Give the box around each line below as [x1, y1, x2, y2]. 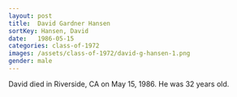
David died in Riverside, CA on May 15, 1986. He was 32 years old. [8, 78, 230, 89]
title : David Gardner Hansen [8, 19, 111, 27]
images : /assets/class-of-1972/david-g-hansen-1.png [8, 49, 191, 57]
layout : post [8, 11, 53, 20]
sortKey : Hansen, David [8, 27, 89, 35]
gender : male [8, 57, 53, 65]
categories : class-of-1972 [8, 42, 100, 50]
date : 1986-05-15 [8, 34, 75, 43]
